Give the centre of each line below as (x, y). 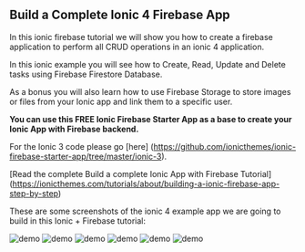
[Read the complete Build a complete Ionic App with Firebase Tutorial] (141, 173)
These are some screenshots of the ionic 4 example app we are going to (145, 211)
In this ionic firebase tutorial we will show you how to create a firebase (141, 37)
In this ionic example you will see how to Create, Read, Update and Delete (148, 64)
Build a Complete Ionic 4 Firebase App (120, 15)
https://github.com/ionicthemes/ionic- (225, 146)
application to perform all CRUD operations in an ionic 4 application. (137, 47)
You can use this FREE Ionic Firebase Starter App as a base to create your (151, 119)
